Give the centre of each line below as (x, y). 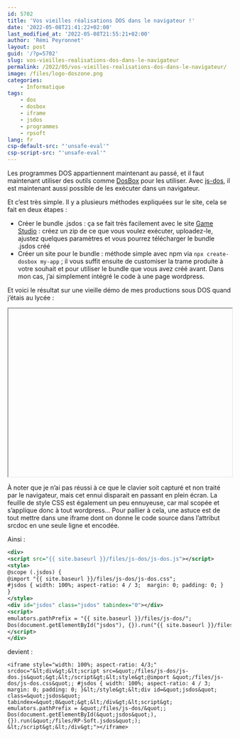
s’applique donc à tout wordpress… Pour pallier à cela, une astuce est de (114, 510)
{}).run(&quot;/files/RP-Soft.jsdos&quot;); (74, 721)
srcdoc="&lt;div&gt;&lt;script (54, 671)
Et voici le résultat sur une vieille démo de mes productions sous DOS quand (119, 290)
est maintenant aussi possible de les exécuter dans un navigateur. (104, 188)
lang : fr (20, 139)
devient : (20, 652)
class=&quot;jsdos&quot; (44, 696)
